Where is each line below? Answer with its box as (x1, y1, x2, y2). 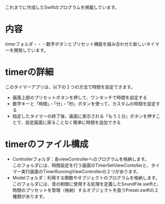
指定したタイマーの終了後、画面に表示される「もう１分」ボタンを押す (12, 113, 157, 119)
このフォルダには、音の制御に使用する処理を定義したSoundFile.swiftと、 (12, 181, 162, 187)
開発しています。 (13, 47, 49, 53)
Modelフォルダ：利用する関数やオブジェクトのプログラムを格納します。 (12, 175, 160, 181)
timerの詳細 (5, 67, 54, 78)
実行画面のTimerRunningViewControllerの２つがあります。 (21, 168, 141, 174)
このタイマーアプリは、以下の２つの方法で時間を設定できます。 (5, 84, 136, 90)
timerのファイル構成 (5, 139, 88, 150)
